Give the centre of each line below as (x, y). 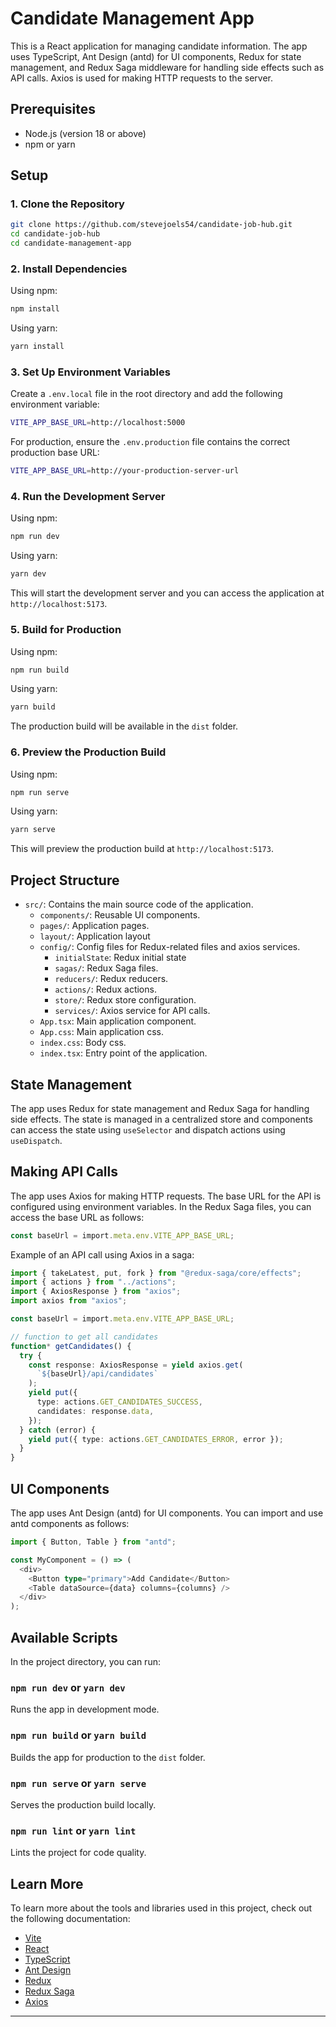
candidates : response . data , (95, 1411)
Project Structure (65, 880)
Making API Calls (64, 1172)
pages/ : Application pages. (94, 926)
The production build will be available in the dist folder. (124, 726)
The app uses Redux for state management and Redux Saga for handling (160, 1108)
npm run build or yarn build (78, 1735)
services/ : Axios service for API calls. (132, 1011)
